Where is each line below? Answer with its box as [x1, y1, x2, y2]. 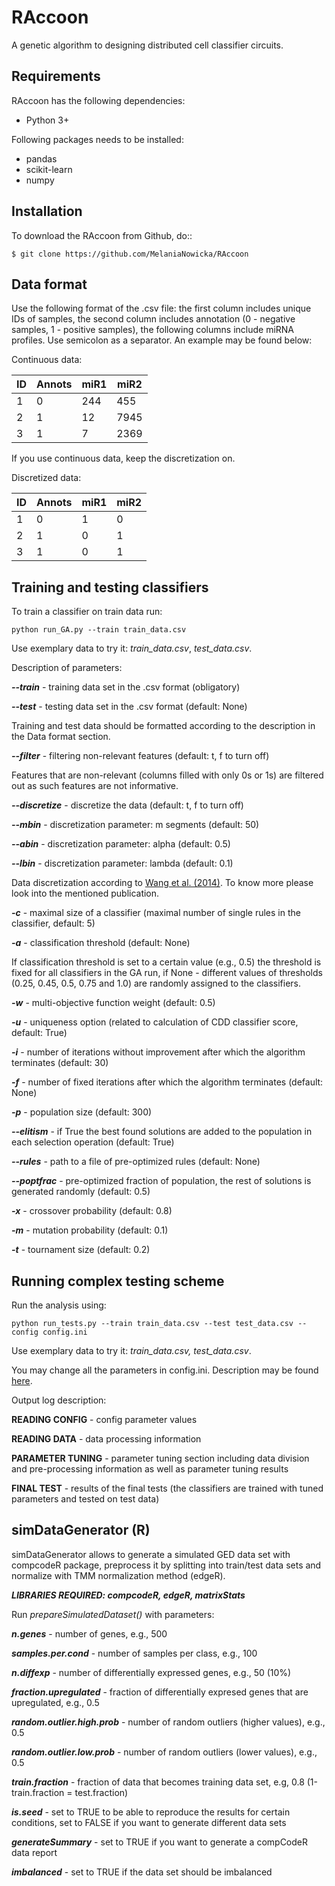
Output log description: [11, 1394, 107, 1406]
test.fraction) [74, 1786, 129, 1798]
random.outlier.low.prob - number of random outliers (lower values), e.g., [11, 1746, 318, 1758]
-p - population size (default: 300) [11, 1106, 153, 1118]
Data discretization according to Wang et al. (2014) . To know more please [11, 877, 314, 889]
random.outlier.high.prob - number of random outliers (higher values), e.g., [11, 1716, 326, 1728]
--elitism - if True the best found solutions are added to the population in [11, 1126, 313, 1138]
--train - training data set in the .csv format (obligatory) [11, 681, 241, 693]
